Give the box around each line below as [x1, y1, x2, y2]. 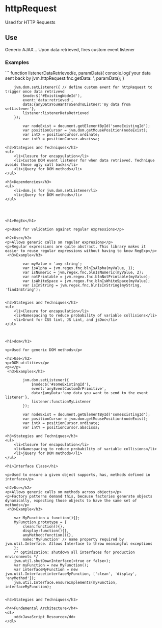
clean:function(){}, [23, 524, 65, 529]
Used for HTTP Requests [5, 19, 55, 25]
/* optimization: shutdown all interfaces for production [14, 550, 135, 555]
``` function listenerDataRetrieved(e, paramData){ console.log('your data [5, 70, 151, 76]
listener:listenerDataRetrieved [23, 111, 89, 116]
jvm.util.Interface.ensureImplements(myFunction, [14, 580, 118, 585]
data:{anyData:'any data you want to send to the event [31, 391, 148, 396]
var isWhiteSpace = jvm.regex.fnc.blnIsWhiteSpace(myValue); [23, 279, 151, 283]
